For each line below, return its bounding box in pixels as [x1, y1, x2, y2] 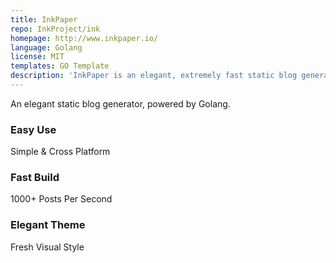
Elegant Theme [10, 218, 86, 232]
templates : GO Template [10, 61, 110, 71]
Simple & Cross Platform [10, 146, 111, 158]
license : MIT [10, 52, 65, 62]
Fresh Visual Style [10, 241, 85, 253]
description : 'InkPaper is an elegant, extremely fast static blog [10, 71, 298, 81]
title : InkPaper [10, 14, 78, 25]
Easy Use [10, 122, 57, 136]
